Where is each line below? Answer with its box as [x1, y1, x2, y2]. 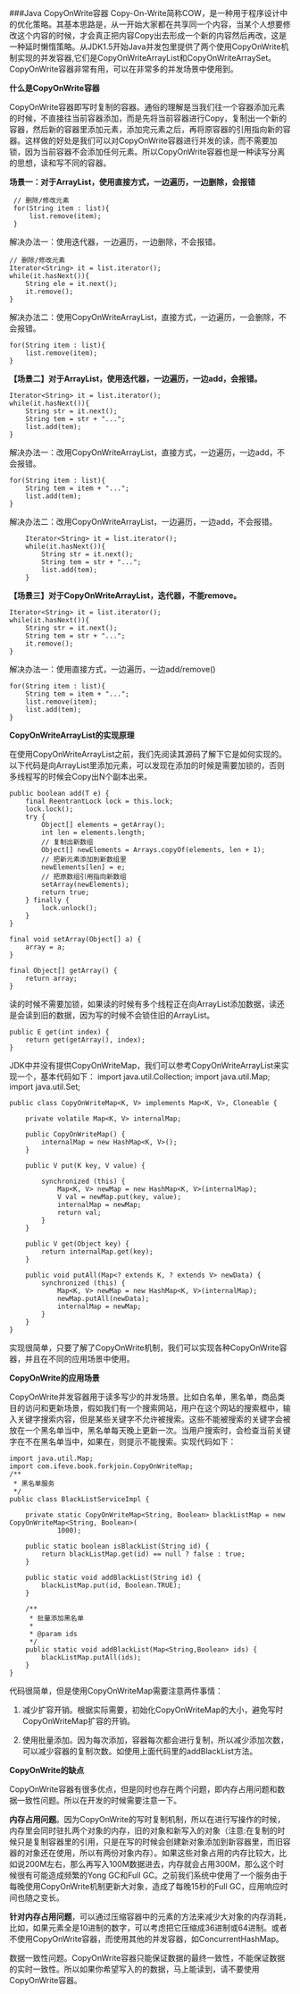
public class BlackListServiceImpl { [9, 1495, 150, 1504]
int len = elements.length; [41, 828, 146, 837]
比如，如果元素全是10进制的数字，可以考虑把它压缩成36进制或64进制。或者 [9, 1922, 287, 1933]
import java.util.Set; [9, 1081, 80, 1092]
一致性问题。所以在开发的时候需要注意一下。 [16, 1795, 181, 1805]
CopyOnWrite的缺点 [9, 1765, 85, 1775]
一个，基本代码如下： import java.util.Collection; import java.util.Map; [16, 1071, 271, 1082]
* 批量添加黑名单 [29, 1614, 85, 1623]
